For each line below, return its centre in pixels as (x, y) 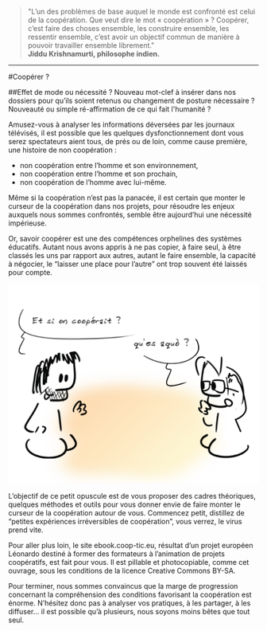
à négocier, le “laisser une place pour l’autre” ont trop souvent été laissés (128, 264)
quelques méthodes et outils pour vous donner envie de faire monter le (124, 504)
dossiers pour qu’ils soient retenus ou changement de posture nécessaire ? (132, 100)
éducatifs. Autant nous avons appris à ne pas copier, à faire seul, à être (125, 247)
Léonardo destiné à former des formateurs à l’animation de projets (116, 554)
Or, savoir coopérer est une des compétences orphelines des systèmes (125, 239)
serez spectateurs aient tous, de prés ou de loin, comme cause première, (128, 141)
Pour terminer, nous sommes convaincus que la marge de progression (123, 586)
